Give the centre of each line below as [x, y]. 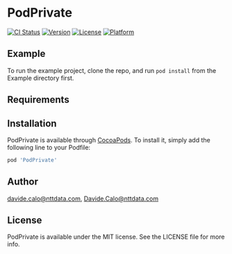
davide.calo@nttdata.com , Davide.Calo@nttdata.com [83, 198]
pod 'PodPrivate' [32, 160]
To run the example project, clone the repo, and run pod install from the [112, 70]
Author [23, 182]
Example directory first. [41, 78]
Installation [32, 123]
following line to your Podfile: [49, 147]
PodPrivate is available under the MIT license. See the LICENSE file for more [116, 237]
